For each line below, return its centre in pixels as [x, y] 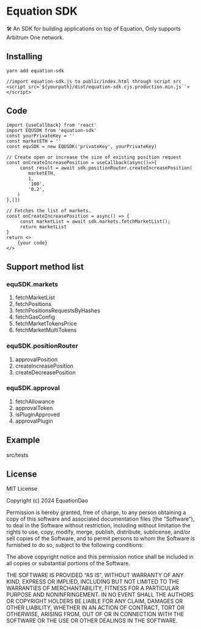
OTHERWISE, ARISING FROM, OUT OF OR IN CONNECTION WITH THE [95, 614]
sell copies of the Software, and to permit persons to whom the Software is [101, 538]
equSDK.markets [32, 284]
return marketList [43, 227]
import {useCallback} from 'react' [52, 125]
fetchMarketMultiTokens [46, 330]
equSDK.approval [33, 388]
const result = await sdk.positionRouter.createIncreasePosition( [106, 168]
